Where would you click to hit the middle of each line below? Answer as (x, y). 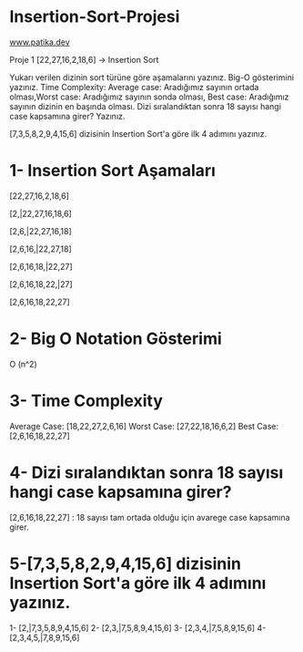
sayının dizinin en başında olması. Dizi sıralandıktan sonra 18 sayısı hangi (146, 106)
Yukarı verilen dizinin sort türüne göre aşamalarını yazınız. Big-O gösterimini (151, 77)
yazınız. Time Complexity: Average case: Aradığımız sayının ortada (134, 87)
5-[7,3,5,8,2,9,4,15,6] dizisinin (126, 564)
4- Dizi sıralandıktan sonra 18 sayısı (146, 472)
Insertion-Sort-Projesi (95, 17)
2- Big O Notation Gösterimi (116, 339)
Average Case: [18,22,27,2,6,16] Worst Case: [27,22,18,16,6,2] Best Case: (144, 426)
